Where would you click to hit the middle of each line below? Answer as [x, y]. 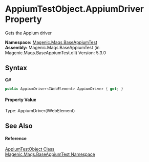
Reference [16, 138]
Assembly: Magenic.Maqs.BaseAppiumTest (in [53, 47]
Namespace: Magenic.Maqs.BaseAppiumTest [51, 42]
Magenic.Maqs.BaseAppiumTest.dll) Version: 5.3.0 [56, 53]
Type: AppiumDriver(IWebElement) [40, 110]
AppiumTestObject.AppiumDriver [74, 9]
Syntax [16, 68]
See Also [19, 126]
